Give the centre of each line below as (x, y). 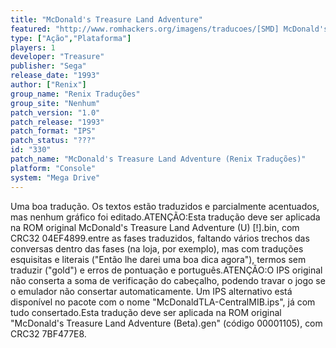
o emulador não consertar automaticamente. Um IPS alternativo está (151, 291)
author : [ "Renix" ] (48, 85)
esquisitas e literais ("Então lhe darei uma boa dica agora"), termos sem (158, 259)
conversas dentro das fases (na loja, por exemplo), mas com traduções (157, 248)
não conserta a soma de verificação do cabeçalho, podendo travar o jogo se (168, 280)
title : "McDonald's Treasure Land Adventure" (106, 19)
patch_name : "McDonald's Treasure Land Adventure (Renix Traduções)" (158, 159)
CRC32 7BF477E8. (48, 333)
